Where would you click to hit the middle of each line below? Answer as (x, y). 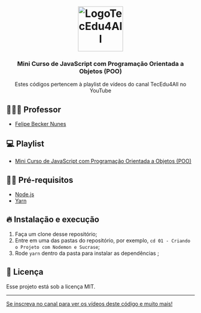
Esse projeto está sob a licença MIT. (51, 286)
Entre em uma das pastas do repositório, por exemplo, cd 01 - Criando (102, 240)
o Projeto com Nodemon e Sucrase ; (57, 246)
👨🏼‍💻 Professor (34, 109)
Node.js (25, 194)
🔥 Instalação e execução (53, 220)
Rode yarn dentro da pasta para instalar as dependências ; (87, 253)
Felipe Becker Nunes (40, 124)
